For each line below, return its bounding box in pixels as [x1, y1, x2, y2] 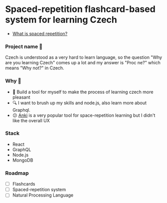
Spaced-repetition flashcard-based [5, 3, 156, 15]
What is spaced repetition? [12, 30, 68, 36]
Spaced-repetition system [12, 187, 66, 193]
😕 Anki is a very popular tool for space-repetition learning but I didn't [12, 112, 156, 118]
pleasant [12, 94, 31, 100]
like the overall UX [12, 117, 50, 123]
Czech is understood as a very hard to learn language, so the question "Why [5, 54, 163, 60]
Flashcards [12, 181, 35, 187]
